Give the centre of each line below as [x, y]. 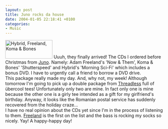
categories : [18, 24]
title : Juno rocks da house [35, 15]
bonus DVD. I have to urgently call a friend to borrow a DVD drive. [73, 73]
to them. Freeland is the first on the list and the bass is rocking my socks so [83, 115]
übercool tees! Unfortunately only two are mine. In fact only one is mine [79, 89]
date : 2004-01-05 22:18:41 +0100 [40, 19]
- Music [13, 29]
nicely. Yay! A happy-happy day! [38, 121]
